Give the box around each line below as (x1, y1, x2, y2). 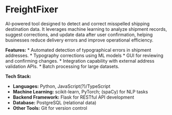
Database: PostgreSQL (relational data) (12, 99, 97, 106)
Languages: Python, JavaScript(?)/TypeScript (12, 83, 110, 89)
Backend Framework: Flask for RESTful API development (12, 94, 135, 100)
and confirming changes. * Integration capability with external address (5, 57, 155, 64)
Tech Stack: (5, 73, 32, 79)
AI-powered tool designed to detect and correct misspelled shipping (5, 21, 150, 27)
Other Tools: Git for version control (12, 105, 87, 111)
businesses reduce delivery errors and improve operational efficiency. (5, 37, 154, 43)
